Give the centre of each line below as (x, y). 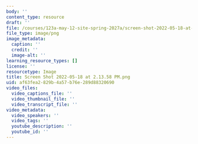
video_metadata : (26, 110)
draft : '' (18, 22)
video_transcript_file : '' (44, 104)
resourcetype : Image (32, 72)
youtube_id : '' (30, 132)
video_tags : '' (30, 121)
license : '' (21, 66)
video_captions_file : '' (42, 93)
